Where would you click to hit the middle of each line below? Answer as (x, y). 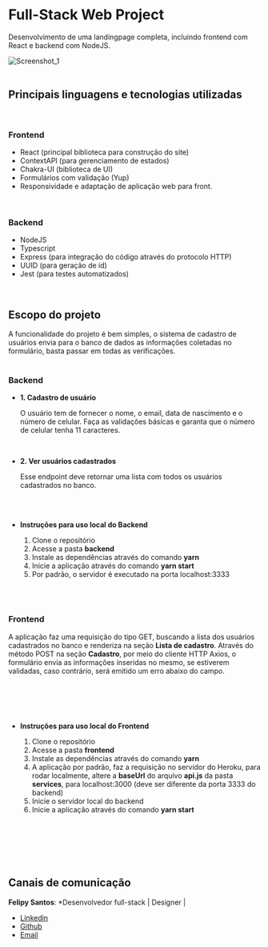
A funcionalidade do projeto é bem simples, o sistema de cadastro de (123, 334)
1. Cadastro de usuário (58, 397)
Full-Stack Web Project (86, 15)
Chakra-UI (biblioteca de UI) (66, 169)
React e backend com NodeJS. (59, 45)
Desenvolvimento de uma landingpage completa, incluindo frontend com (128, 37)
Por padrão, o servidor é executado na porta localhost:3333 (131, 574)
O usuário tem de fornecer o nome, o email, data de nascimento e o (131, 413)
